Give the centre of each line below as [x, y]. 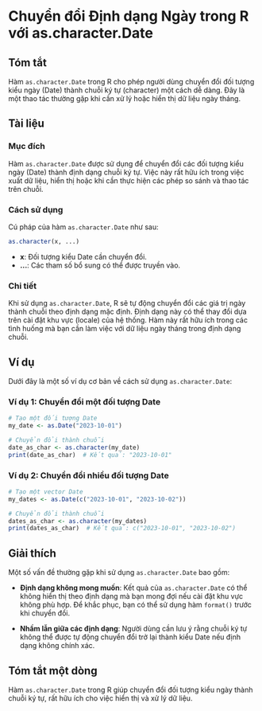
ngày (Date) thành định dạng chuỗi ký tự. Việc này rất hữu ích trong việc [126, 172]
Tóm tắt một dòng [53, 671]
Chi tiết [23, 286]
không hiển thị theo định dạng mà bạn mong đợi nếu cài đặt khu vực [131, 596]
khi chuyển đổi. [44, 613]
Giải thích [33, 553]
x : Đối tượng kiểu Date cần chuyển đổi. [83, 256]
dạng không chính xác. [57, 646]
